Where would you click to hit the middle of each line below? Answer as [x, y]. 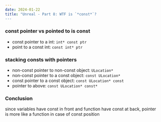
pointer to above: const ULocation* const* [55, 86]
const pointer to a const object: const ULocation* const [68, 81]
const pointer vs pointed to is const [48, 31]
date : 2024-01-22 [23, 10]
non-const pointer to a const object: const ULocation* [66, 76]
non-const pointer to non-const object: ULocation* [63, 70]
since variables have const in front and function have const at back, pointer [81, 109]
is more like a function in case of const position [52, 114]
